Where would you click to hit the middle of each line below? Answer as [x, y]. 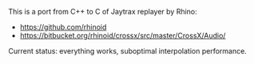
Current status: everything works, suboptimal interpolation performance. [128, 51]
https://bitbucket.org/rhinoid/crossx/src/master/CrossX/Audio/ [123, 36]
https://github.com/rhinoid [63, 27]
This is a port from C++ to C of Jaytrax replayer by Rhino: [103, 12]
